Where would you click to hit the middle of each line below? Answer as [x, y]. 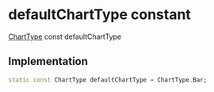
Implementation [48, 61]
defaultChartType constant [100, 15]
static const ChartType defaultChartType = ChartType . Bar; [108, 80]
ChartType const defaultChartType [65, 36]
